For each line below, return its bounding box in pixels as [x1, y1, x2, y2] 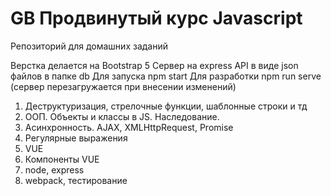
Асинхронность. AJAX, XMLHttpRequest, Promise [24, 121, 234, 133]
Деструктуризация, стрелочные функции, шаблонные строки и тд [24, 100, 308, 112]
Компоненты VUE [24, 153, 100, 165]
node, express [24, 163, 85, 176]
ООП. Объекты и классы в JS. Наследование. [24, 110, 220, 122]
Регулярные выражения [24, 132, 128, 144]
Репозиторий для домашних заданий [10, 40, 168, 52]
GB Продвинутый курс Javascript [10, 7, 303, 30]
